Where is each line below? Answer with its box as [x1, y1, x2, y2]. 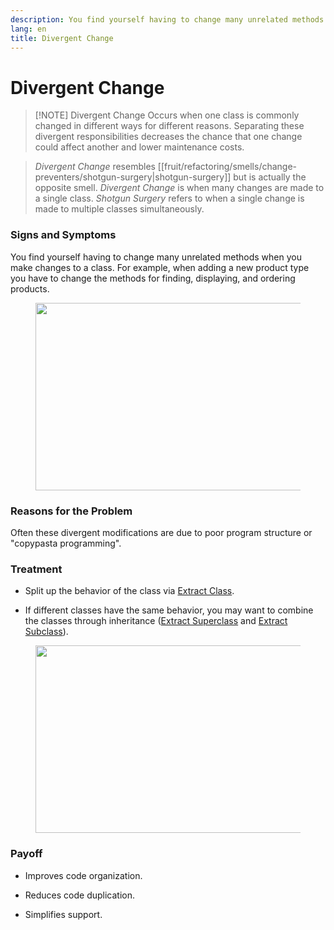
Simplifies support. [24, 908, 103, 920]
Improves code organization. [24, 869, 143, 881]
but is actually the [233, 171, 307, 183]
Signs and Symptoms [10, 228, 117, 242]
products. [10, 282, 50, 295]
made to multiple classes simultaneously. [34, 203, 205, 215]
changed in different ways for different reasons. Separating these [34, 120, 305, 132]
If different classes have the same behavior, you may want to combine [24, 604, 314, 616]
